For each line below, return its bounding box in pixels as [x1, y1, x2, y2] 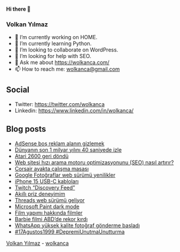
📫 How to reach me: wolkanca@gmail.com [14, 65, 120, 72]
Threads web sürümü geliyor [14, 196, 85, 203]
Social [6, 85, 30, 95]
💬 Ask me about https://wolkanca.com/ [14, 59, 110, 66]
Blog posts [6, 124, 46, 134]
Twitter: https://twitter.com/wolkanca [14, 100, 105, 107]
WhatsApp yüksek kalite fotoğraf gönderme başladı [14, 222, 140, 229]
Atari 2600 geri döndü [14, 152, 69, 160]
